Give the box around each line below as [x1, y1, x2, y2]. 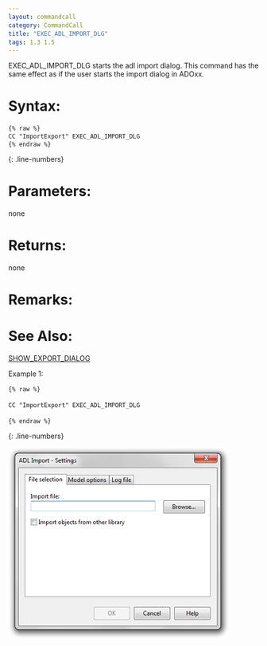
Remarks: [8, 291, 73, 309]
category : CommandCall [8, 21, 83, 29]
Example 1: [8, 369, 44, 378]
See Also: [8, 327, 73, 346]
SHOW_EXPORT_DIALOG [8, 354, 91, 363]
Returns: [8, 237, 67, 255]
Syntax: [8, 97, 61, 115]
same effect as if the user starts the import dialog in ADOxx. [8, 69, 204, 79]
